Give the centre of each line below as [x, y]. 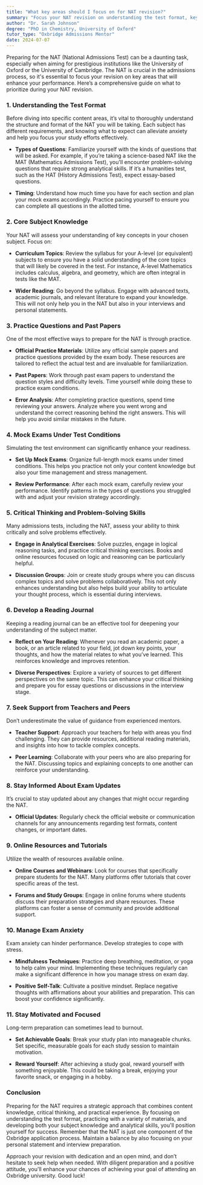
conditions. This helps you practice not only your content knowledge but [105, 466]
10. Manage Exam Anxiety [45, 930]
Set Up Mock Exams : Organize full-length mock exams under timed [99, 460]
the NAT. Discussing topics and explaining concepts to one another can [104, 764]
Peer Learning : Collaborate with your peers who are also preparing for [103, 757]
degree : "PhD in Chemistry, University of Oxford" [71, 29]
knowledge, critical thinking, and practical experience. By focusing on [93, 1112]
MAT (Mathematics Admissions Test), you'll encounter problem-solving [103, 162]
